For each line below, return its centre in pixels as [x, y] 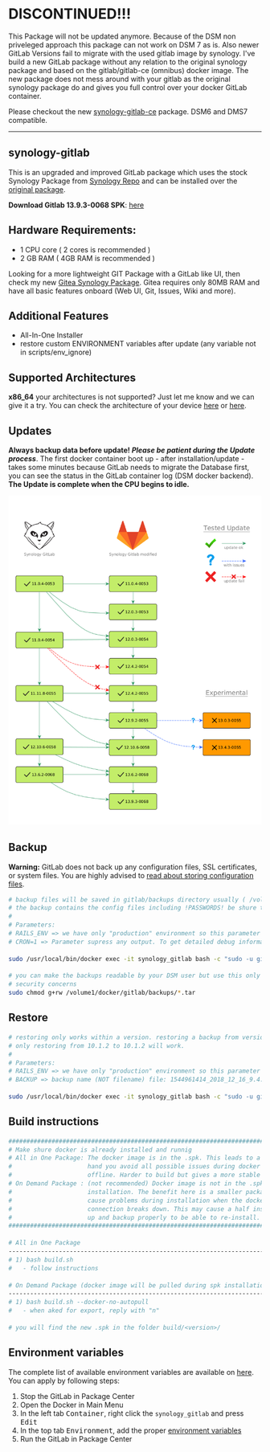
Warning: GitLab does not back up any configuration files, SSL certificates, [133, 867]
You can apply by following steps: [64, 1380]
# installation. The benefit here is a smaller [125, 1192]
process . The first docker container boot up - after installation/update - [127, 458]
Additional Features [59, 315]
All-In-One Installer [51, 335]
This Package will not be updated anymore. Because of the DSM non [122, 36]
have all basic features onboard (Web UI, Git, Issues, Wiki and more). [122, 291]
